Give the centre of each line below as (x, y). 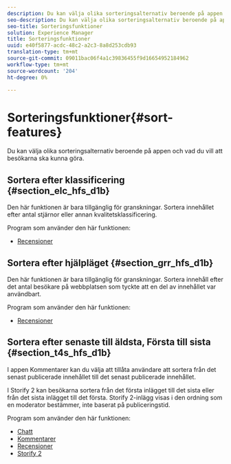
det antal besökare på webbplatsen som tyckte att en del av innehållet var (112, 287)
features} (35, 132)
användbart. (24, 294)
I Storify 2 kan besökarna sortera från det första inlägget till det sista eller (111, 390)
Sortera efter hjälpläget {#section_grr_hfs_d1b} (110, 263)
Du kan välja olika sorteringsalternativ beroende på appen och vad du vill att (115, 151)
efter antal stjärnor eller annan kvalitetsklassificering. (82, 214)
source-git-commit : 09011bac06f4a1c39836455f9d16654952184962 (98, 58)
